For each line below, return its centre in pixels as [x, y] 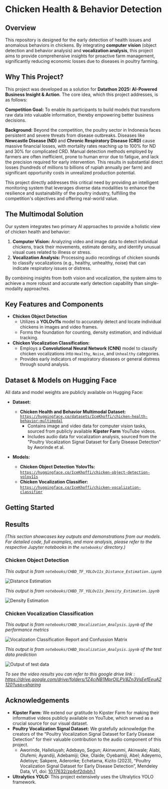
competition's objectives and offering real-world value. [62, 198]
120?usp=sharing [23, 685]
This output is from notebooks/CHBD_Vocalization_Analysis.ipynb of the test [83, 649]
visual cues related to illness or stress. [52, 252]
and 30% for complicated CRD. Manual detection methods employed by [79, 151]
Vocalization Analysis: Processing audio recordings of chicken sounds [86, 257]
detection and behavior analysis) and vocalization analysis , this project [79, 51]
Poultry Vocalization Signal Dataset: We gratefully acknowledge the [83, 728]
